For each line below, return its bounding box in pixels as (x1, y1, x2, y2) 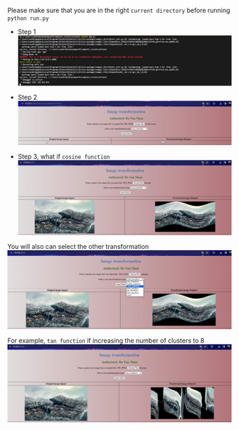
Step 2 (17, 93, 38, 102)
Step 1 (17, 28, 36, 36)
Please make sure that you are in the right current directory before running (7, 6, 230, 14)
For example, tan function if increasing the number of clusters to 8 (7, 336, 205, 344)
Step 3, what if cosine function (17, 152, 110, 160)
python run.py (7, 15, 50, 22)
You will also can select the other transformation (7, 242, 149, 250)
